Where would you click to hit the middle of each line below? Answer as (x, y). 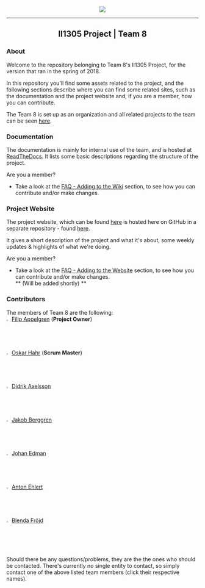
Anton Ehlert (27, 487)
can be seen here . (29, 121)
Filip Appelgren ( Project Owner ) (52, 319)
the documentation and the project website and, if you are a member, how (99, 96)
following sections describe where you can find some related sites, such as (101, 89)
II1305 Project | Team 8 (103, 34)
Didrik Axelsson (31, 386)
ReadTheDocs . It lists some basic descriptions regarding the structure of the (102, 156)
